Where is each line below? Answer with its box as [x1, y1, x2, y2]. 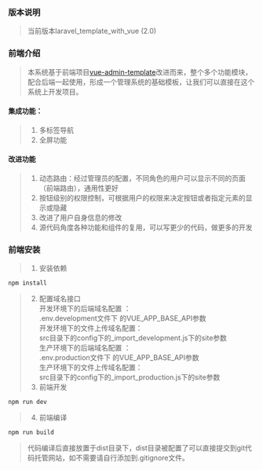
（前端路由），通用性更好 [38, 183, 119, 193]
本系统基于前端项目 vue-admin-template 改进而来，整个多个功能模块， [27, 67, 253, 76]
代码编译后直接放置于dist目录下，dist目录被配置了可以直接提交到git [27, 443, 246, 453]
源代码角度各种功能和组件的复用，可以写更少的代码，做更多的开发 [38, 222, 253, 232]
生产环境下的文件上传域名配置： [38, 363, 143, 373]
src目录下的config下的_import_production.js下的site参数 [38, 373, 221, 382]
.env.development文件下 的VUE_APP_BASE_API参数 [38, 314, 206, 323]
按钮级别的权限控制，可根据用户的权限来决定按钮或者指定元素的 [38, 193, 246, 202]
